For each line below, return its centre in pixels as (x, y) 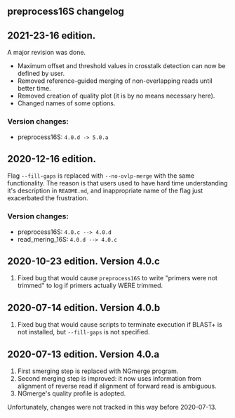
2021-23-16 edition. (52, 35)
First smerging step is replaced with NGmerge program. (98, 371)
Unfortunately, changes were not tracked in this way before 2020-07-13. (112, 407)
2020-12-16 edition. (52, 158)
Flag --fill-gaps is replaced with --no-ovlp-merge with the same (101, 176)
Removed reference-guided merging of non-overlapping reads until (115, 81)
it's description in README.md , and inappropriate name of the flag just (105, 191)
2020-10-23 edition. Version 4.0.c (83, 261)
